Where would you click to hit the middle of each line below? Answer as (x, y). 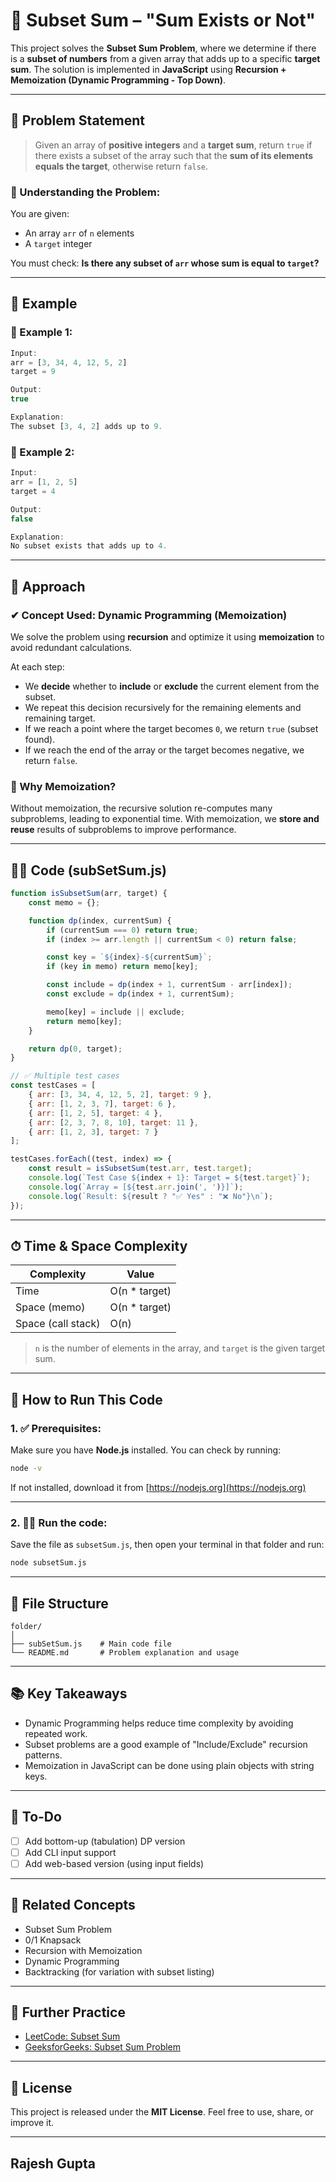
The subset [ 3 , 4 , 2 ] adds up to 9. (86, 426)
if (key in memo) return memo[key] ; (122, 967)
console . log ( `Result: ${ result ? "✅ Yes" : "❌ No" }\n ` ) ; (151, 1196)
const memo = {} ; (64, 902)
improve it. (32, 2123)
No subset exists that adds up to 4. (89, 546)
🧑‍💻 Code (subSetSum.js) (88, 870)
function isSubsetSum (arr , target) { (89, 894)
